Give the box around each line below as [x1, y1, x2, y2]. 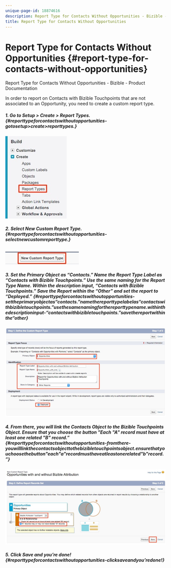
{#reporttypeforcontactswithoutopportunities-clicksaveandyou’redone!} [5, 557, 165, 563]
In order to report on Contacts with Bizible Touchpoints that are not [5, 95, 146, 101]
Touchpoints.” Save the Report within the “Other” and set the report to [5, 288, 159, 294]
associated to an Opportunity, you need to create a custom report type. [5, 101, 155, 107]
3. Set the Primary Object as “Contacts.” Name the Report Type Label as [5, 271, 162, 277]
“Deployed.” [5, 293, 33, 299]
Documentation [5, 86, 38, 92]
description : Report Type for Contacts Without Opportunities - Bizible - [5, 13, 167, 19]
